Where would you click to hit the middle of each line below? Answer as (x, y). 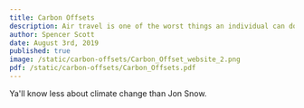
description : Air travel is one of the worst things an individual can (147, 26)
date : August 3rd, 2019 (54, 43)
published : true (40, 51)
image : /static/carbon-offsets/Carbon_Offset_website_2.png (125, 59)
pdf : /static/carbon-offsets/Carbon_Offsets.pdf (103, 68)
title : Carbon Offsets (52, 18)
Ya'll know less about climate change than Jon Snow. (108, 93)
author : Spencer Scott (52, 34)
